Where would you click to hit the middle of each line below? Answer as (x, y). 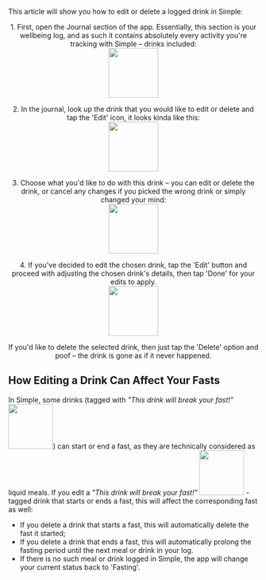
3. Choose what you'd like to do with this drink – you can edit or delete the (133, 183)
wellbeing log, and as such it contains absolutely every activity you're (133, 35)
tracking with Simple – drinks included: (133, 44)
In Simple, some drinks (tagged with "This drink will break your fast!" (121, 400)
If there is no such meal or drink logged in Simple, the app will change (134, 558)
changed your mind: (133, 200)
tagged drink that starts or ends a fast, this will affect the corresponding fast (133, 500)
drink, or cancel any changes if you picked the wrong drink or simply (133, 191)
